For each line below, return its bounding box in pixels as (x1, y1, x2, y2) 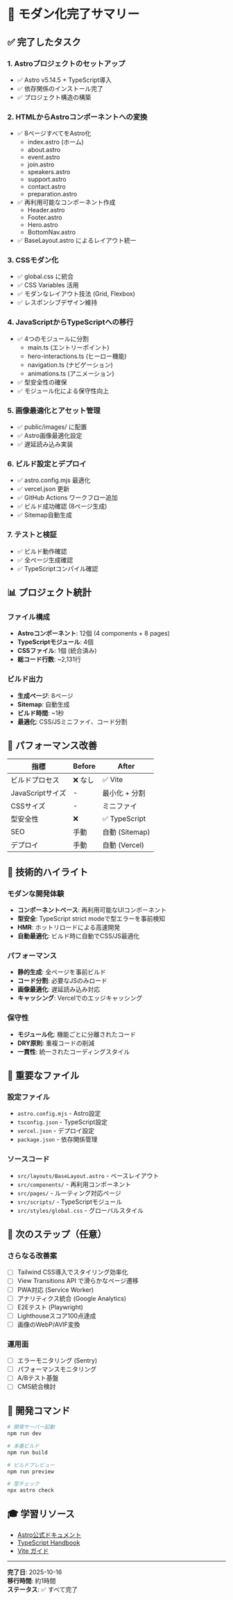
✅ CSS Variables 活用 (17, 281, 79, 289)
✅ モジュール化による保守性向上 (17, 386, 110, 395)
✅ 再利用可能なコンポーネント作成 (17, 198, 116, 207)
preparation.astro (27, 190, 78, 198)
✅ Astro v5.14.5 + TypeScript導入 (17, 76, 112, 84)
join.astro (27, 160, 55, 169)
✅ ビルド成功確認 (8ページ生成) (17, 502, 107, 511)
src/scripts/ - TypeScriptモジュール (17, 1198, 123, 1206)
